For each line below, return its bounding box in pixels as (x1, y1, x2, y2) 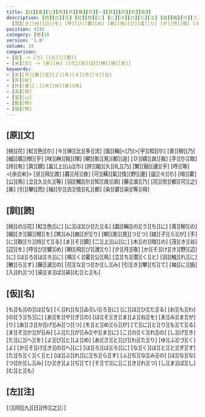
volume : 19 (6, 43, 34, 50)
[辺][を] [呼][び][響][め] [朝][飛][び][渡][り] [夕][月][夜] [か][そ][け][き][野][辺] (6, 246, 198, 253)
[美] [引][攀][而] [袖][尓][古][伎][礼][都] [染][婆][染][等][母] (6, 186, 150, 193)
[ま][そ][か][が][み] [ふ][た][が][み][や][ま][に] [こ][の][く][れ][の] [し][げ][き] (6, 328, 196, 336)
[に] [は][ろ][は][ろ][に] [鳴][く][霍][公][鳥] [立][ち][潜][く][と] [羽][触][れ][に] (6, 254, 198, 261)
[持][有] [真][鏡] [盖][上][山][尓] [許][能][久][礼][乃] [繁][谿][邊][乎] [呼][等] (6, 163, 190, 170)
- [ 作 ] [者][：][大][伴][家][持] (6, 83, 82, 89)
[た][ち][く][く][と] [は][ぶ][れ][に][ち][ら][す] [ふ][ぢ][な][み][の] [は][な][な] (6, 351, 196, 359)
